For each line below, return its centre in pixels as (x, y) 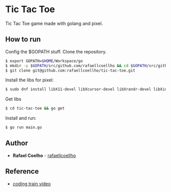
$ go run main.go (24, 127)
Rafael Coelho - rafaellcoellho (44, 155)
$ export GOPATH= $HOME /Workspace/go (44, 61)
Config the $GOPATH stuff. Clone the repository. (56, 51)
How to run (23, 39)
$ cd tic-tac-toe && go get (35, 108)
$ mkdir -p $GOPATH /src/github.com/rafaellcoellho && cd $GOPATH (76, 66)
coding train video (32, 183)
